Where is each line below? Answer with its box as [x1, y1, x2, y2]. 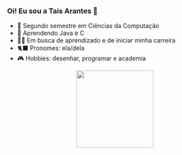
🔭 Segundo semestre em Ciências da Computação [16, 22, 159, 30]
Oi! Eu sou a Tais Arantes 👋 [7, 6, 98, 16]
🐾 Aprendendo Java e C [16, 29, 85, 37]
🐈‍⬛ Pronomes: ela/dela [16, 44, 85, 52]
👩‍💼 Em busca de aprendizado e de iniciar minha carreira [16, 36, 176, 45]
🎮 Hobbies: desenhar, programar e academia [16, 54, 146, 62]
